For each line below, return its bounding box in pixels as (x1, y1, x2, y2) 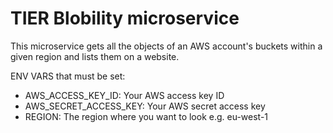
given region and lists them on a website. (10, 50, 180, 62)
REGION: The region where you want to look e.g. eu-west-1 (24, 110, 269, 122)
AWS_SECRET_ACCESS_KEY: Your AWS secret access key (24, 100, 266, 112)
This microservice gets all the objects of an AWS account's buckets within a (10, 40, 323, 52)
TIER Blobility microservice (10, 7, 240, 30)
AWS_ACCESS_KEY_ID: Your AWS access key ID (24, 89, 225, 101)
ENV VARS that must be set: (10, 70, 126, 82)
